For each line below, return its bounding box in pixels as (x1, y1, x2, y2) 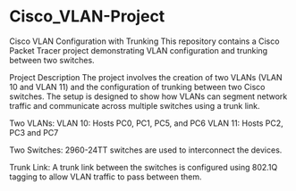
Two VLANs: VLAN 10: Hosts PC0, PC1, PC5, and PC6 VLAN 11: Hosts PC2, (9, 118, 283, 129)
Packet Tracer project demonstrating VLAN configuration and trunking (9, 45, 268, 55)
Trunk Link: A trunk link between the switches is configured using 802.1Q (9, 162, 278, 172)
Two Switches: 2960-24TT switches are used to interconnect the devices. (9, 145, 283, 155)
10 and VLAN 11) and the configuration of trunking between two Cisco (9, 81, 266, 92)
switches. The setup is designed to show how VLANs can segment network (9, 91, 288, 102)
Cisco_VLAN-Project (9, 6, 165, 27)
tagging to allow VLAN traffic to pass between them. (9, 171, 203, 182)
